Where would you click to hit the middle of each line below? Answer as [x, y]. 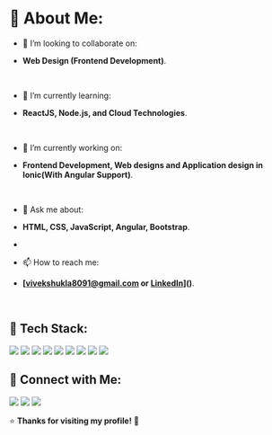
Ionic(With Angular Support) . [78, 174]
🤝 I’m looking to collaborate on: [79, 43]
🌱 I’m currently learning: [66, 95]
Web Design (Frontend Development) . [94, 60]
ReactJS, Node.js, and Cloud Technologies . [105, 112]
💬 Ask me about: [53, 209]
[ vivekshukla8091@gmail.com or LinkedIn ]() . [108, 283]
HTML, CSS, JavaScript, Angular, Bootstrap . [106, 226]
